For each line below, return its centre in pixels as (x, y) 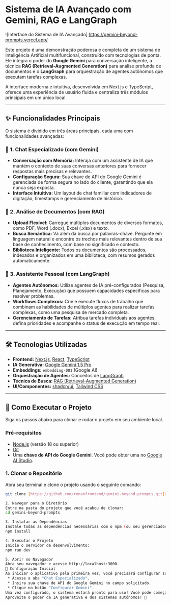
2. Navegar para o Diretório (36, 503)
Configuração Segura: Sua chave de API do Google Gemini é (77, 177)
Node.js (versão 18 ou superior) (46, 444)
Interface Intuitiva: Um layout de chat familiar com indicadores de (82, 193)
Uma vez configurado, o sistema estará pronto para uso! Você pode (78, 592)
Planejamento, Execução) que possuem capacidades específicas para (86, 291)
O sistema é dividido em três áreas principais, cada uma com (69, 131)
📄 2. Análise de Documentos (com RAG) (55, 211)
